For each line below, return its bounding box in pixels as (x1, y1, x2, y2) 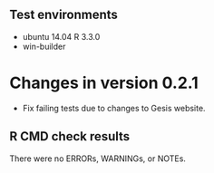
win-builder (22, 41, 66, 52)
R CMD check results (9, 129, 131, 144)
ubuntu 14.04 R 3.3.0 (22, 31, 101, 42)
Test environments (9, 7, 118, 23)
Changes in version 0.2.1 (9, 72, 199, 93)
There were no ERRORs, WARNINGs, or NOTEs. (9, 153, 186, 164)
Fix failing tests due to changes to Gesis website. (22, 102, 206, 113)
